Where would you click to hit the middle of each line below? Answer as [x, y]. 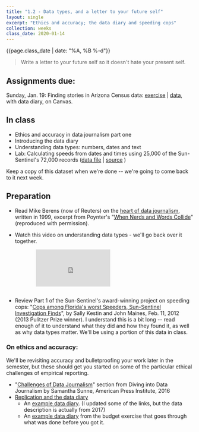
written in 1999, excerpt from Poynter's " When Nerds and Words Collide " [104, 217]
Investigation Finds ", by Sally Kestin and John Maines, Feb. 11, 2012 [97, 313]
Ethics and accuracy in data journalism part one [73, 134]
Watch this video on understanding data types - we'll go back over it [98, 235]
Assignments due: [41, 81]
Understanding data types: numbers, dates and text [78, 147]
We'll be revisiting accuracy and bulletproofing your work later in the [90, 360]
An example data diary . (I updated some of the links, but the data [103, 403]
